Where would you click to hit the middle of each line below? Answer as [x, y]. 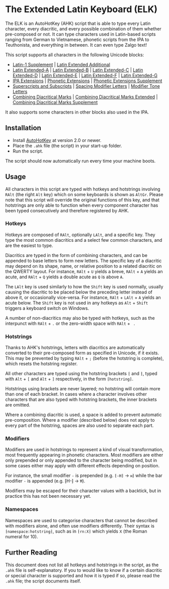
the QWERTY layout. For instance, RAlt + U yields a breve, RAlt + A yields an [84, 271]
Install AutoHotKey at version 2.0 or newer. [57, 140]
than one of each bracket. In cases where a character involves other [76, 394]
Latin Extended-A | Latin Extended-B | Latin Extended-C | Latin [78, 70]
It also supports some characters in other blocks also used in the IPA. [77, 112]
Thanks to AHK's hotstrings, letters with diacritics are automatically [75, 348]
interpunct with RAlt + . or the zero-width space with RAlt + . [70, 323]
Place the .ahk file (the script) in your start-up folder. [67, 145]
